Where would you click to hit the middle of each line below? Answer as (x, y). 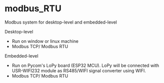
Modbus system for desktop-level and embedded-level (61, 22)
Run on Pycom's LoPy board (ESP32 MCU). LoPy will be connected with (85, 65)
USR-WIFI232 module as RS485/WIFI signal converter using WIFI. (79, 70)
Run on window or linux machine (45, 41)
